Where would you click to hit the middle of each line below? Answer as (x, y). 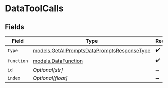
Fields (15, 27)
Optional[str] (48, 70)
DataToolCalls (34, 9)
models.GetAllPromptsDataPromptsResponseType (92, 50)
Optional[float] (51, 78)
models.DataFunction (58, 61)
